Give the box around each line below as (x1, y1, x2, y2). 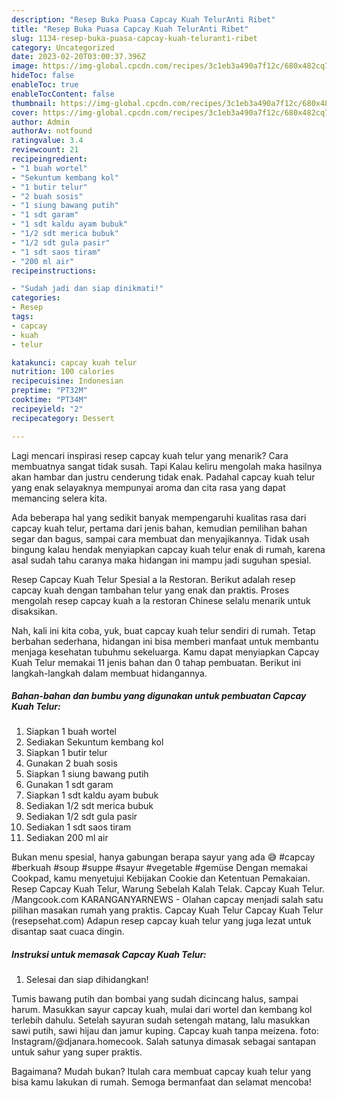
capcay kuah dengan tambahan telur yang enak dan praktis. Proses (11, 584, 290, 596)
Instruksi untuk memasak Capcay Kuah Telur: (11, 949, 207, 961)
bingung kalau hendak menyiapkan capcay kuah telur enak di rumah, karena (11, 543, 326, 555)
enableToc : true (11, 80, 79, 90)
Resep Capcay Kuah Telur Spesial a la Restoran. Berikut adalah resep (11, 573, 296, 585)
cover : (11, 107, 39, 118)
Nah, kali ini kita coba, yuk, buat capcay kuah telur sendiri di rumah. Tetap (11, 624, 316, 636)
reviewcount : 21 (11, 145, 79, 155)
